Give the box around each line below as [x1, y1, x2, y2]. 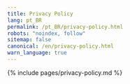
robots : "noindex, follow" [7, 29, 86, 37]
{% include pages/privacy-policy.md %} [7, 68, 123, 77]
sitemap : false [7, 36, 52, 43]
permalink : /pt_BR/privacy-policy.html [7, 23, 124, 30]
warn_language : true [7, 50, 68, 57]
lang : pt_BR [7, 17, 42, 24]
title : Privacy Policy [7, 10, 73, 17]
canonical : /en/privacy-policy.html [7, 43, 114, 50]
